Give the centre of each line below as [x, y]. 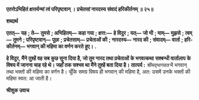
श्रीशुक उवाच [18, 90]
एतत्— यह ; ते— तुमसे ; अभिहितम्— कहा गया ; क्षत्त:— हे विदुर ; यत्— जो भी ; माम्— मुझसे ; [95, 33]
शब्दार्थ [12, 21]
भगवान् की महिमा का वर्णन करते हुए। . [62, 46]
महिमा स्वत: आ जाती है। [29, 78]
